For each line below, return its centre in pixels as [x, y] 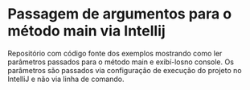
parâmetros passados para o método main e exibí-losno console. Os [121, 62]
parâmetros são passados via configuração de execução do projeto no [125, 70]
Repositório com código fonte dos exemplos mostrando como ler [115, 53]
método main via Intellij [86, 31]
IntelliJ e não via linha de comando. [66, 79]
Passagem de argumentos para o [120, 14]
